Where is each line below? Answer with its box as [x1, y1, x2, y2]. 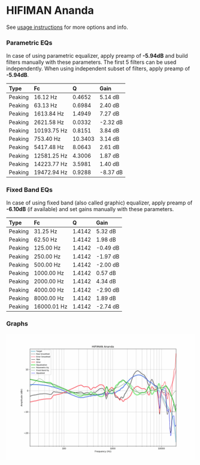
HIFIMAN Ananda [6, 4, 94, 17]
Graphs [6, 319, 28, 328]
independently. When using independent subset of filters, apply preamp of [6, 65, 190, 72]
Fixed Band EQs [6, 185, 53, 194]
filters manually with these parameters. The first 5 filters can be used [6, 58, 177, 66]
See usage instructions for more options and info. [6, 23, 129, 31]
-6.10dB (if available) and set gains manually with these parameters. [6, 206, 174, 213]
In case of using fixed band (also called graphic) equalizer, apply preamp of [6, 199, 193, 206]
